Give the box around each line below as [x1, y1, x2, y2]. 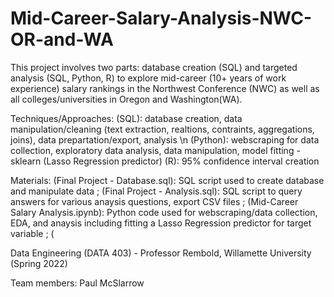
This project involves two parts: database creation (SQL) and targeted [10, 61, 298, 73]
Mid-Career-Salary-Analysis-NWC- [10, 7, 313, 30]
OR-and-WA [10, 28, 114, 51]
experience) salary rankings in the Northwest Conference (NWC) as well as [10, 82, 320, 94]
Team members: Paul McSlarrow [10, 277, 145, 289]
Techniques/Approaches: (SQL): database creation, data [10, 112, 243, 124]
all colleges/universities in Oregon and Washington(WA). [10, 93, 243, 105]
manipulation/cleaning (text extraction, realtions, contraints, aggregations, [10, 123, 315, 135]
